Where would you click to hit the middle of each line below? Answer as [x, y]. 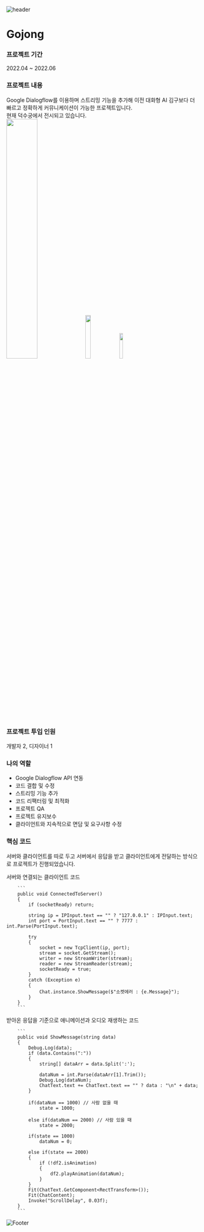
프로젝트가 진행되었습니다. [44, 864]
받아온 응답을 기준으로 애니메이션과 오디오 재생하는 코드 [73, 1020]
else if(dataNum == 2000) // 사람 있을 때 [80, 1120]
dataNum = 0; [55, 1141]
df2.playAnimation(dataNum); [87, 1174]
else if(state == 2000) [59, 1152]
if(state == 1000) [52, 1136]
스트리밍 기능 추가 [36, 793]
